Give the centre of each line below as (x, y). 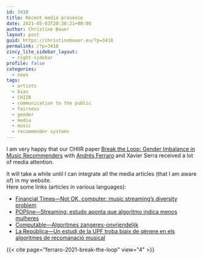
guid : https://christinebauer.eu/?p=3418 (60, 40)
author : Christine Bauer (38, 29)
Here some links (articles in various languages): (66, 187)
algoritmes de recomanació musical (60, 238)
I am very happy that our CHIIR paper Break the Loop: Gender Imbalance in (101, 149)
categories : (21, 69)
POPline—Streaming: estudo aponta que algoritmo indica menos (96, 212)
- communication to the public (52, 103)
